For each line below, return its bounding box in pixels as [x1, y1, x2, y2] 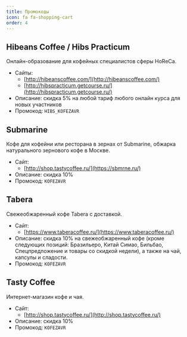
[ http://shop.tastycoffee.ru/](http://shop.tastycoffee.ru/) [23, 311, 161, 318]
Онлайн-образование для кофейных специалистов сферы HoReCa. [6, 58, 177, 65]
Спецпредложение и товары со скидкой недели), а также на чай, [14, 247, 182, 254]
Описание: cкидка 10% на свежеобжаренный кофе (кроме [14, 234, 165, 242]
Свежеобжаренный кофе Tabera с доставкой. [6, 210, 122, 218]
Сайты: [14, 69, 33, 76]
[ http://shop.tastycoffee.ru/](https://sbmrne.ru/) [23, 165, 141, 172]
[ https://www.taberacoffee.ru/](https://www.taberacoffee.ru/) [23, 228, 174, 236]
